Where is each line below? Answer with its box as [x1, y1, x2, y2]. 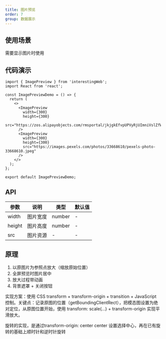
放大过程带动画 [12, 277, 43, 283]
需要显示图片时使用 [5, 50, 44, 56]
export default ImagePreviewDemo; [5, 175, 77, 180]
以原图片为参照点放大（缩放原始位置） [12, 264, 90, 270]
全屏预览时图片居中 [12, 270, 52, 276]
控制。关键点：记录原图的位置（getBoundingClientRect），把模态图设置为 [5, 299, 154, 305]
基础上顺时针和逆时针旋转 [13, 329, 66, 335]
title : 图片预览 [5, 7, 36, 12]
